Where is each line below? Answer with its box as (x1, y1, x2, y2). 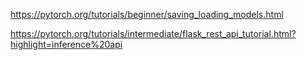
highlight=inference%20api (10, 39, 123, 50)
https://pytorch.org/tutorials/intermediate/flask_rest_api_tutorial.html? (10, 28, 297, 39)
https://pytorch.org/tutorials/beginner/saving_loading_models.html (10, 9, 284, 20)
